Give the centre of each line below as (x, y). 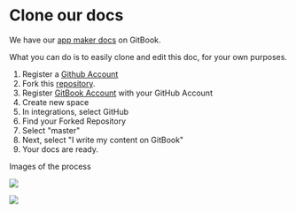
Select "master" (51, 130)
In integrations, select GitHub (75, 111)
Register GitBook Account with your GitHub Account (117, 93)
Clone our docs (66, 15)
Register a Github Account (70, 74)
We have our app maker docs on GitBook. (85, 40)
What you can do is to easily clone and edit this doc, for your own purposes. (148, 57)
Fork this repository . (58, 83)
